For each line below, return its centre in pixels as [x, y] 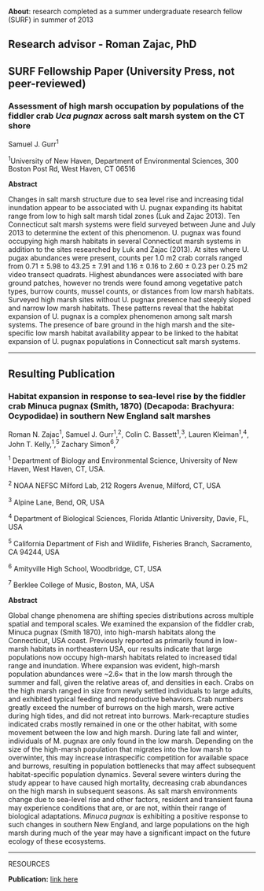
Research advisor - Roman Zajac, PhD [103, 44]
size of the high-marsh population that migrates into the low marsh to [120, 749]
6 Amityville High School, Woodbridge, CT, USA [85, 568]
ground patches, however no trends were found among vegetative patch [125, 283]
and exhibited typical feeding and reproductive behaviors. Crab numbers [126, 699]
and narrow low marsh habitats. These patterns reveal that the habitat [121, 308]
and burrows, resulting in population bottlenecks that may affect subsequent [132, 766]
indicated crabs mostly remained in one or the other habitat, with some [123, 724]
